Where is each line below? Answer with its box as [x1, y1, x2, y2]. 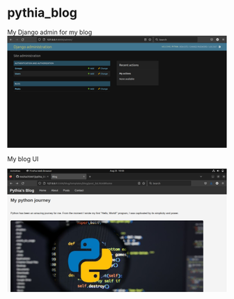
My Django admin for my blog [7, 28, 93, 36]
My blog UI [7, 155, 39, 163]
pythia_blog [7, 5, 78, 21]
